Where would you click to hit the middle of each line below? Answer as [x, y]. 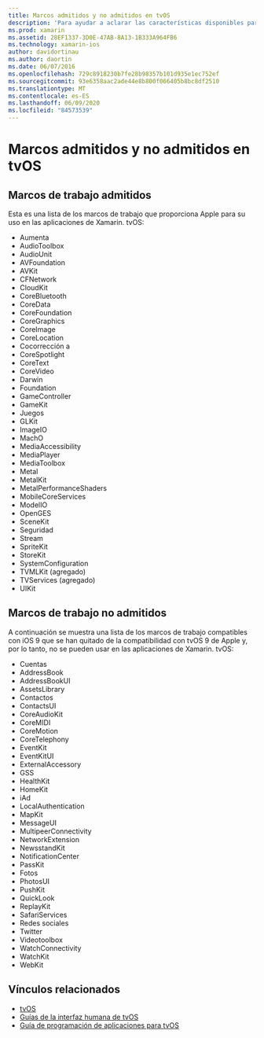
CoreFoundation [46, 313]
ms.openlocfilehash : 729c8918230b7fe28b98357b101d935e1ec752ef [114, 74]
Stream [31, 538]
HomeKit [34, 789]
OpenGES [35, 513]
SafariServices [43, 915]
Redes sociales [44, 923]
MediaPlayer [40, 455]
